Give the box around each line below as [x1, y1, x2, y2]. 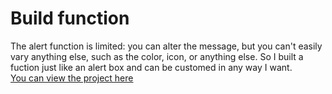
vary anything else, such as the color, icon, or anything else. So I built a [10, 50, 304, 62]
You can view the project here [10, 72, 134, 84]
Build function [10, 7, 130, 30]
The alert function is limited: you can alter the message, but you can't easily [10, 40, 323, 52]
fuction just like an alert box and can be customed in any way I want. [10, 61, 293, 73]
